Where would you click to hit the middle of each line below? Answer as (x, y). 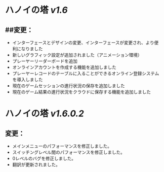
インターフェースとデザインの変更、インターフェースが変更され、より (83, 43)
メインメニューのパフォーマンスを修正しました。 (62, 146)
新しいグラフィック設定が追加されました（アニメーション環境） (77, 55)
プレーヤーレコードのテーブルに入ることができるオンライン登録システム (86, 73)
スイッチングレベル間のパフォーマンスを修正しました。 (68, 152)
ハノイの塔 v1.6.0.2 (44, 114)
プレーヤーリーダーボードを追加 (45, 61)
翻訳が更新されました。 (36, 165)
